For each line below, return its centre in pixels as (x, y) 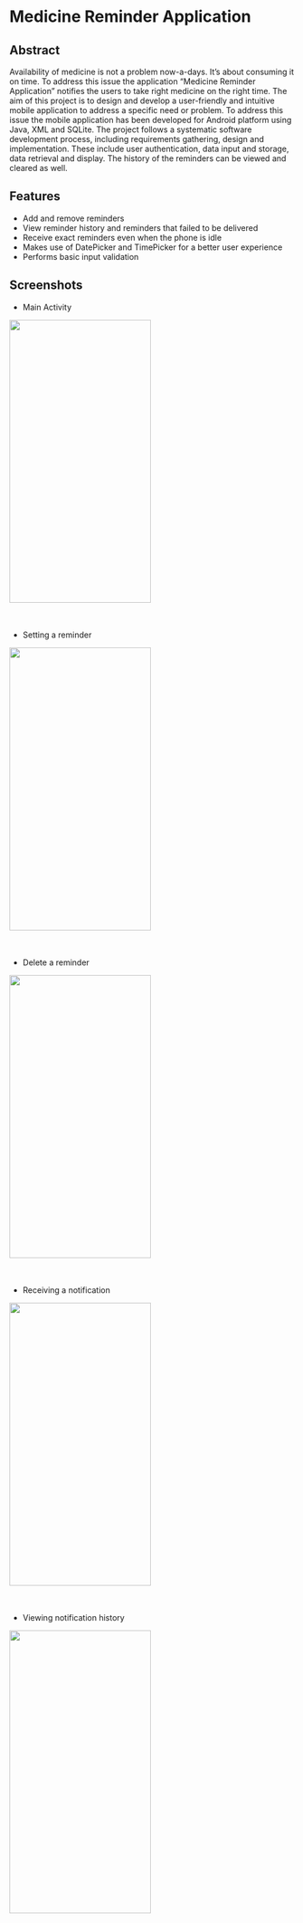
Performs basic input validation (80, 256)
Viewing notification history (73, 1617)
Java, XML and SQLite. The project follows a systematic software (131, 129)
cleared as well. (38, 168)
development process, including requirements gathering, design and (137, 139)
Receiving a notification (66, 1290)
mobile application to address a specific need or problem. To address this (146, 110)
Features (35, 196)
